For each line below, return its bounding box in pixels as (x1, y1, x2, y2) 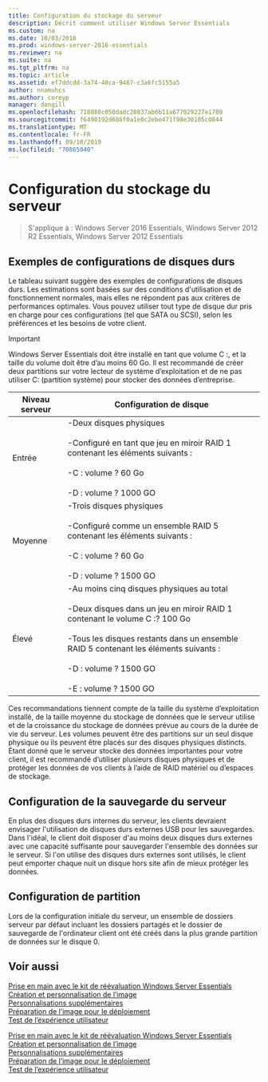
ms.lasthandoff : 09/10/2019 (8, 137, 102, 146)
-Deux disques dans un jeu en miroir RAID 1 (67, 603, 233, 615)
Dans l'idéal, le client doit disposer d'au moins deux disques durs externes (8, 833, 253, 842)
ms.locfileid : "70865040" (8, 145, 94, 153)
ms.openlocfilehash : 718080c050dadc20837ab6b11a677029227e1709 (8, 109, 223, 117)
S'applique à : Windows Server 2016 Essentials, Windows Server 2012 (27, 223, 258, 233)
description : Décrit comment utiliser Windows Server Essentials (8, 19, 230, 27)
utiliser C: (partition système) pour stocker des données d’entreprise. (8, 375, 235, 384)
